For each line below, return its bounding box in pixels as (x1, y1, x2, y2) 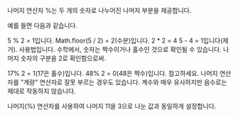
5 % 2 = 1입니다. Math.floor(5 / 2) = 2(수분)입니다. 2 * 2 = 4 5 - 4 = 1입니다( (7, 36, 223, 45)
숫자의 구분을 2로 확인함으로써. (20, 54, 107, 62)
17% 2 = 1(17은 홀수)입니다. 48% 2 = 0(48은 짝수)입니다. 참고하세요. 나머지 (7, 69, 218, 77)
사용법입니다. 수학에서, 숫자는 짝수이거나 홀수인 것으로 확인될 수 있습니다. (18, 45, 222, 53)
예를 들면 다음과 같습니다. (7, 21, 78, 30)
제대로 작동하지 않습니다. (7, 87, 76, 95)
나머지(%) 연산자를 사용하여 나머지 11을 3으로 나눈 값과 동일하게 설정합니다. (7, 102, 217, 110)
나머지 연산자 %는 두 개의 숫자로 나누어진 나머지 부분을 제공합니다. (7, 6, 192, 14)
